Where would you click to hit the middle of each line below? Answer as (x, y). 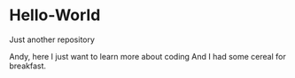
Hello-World (55, 15)
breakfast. (28, 66)
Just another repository (52, 39)
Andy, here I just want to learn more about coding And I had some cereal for (147, 56)
